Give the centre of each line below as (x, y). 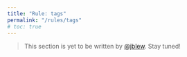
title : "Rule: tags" (37, 14)
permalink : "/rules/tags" (44, 20)
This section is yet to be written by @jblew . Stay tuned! (103, 47)
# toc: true (24, 26)
